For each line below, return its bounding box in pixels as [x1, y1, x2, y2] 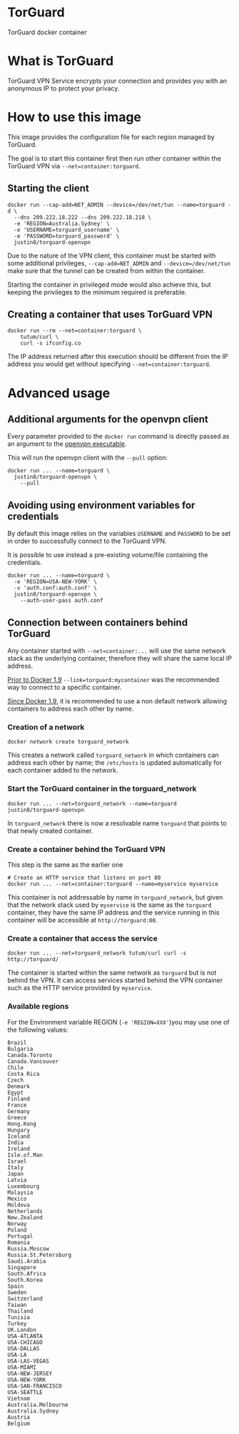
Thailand [7, 1307, 34, 1315]
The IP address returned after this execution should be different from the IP [7, 352, 228, 361]
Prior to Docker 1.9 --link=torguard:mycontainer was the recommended [7, 676, 220, 684]
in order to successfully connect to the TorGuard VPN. [7, 537, 167, 546]
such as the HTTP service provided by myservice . [7, 984, 153, 992]
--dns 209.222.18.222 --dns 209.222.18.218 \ [14, 213, 152, 221]
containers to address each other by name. [7, 704, 134, 713]
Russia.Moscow [7, 1245, 50, 1252]
